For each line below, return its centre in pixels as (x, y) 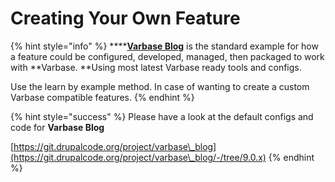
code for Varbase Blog (57, 127)
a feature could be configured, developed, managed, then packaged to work (167, 56)
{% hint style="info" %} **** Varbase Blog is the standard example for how (164, 46)
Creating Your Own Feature (125, 18)
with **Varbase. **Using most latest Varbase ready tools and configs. (156, 67)
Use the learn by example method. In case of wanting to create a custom (160, 86)
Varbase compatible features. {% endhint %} (102, 97)
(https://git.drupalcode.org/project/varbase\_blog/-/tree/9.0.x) (138, 157)
